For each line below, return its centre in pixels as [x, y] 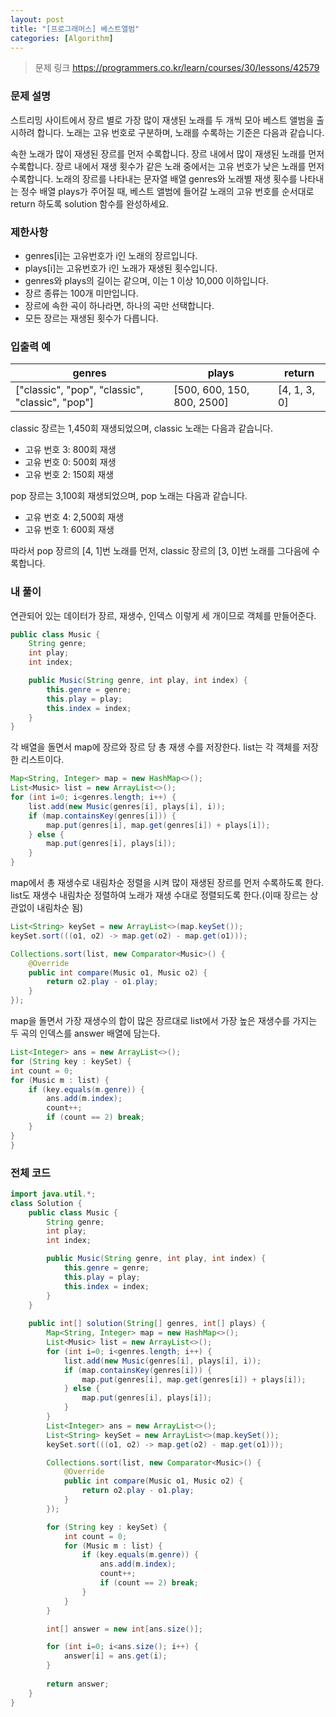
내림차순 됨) [60, 908]
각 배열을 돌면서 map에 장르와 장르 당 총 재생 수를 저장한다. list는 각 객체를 [155, 747]
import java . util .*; [53, 1194]
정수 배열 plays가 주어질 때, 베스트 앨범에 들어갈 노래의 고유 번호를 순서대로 [167, 191]
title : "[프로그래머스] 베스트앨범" [75, 29]
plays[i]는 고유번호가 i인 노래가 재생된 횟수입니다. [121, 268]
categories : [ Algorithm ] [62, 38]
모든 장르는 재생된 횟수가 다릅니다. [91, 318]
